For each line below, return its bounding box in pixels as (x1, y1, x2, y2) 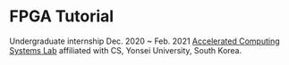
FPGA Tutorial (9, 6, 115, 27)
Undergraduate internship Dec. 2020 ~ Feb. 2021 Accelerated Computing (9, 36, 280, 46)
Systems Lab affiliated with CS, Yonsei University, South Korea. (9, 45, 242, 55)
